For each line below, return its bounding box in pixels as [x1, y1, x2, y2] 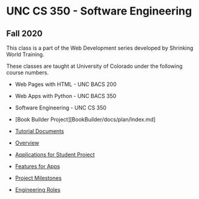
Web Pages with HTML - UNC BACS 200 [15, 80, 117, 88]
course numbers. [6, 69, 49, 76]
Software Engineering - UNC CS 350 [15, 104, 107, 111]
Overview [15, 139, 39, 146]
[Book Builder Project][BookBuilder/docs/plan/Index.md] [15, 116, 156, 123]
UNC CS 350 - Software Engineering [6, 4, 192, 18]
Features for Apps [15, 163, 60, 170]
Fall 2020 [6, 28, 43, 39]
